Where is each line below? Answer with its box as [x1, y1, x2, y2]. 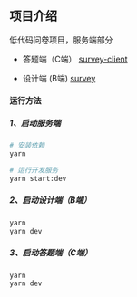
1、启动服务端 [9, 118, 62, 129]
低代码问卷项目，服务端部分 [9, 34, 113, 45]
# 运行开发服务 [9, 166, 59, 175]
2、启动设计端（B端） [9, 195, 93, 206]
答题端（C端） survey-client [22, 53, 129, 64]
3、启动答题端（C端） [9, 247, 93, 258]
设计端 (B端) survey [22, 72, 96, 83]
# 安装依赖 [9, 141, 45, 150]
